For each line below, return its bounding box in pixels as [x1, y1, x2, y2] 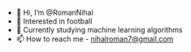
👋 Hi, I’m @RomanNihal [15, 8, 93, 17]
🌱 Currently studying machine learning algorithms [15, 25, 183, 34]
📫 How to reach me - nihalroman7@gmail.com [15, 34, 174, 44]
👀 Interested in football [15, 16, 93, 26]
